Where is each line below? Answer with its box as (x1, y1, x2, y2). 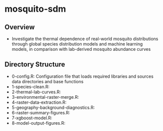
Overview (4, 23, 35, 31)
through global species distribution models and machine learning (11, 41, 143, 47)
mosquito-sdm (4, 3, 67, 15)
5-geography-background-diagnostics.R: (11, 104, 95, 110)
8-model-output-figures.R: (11, 120, 66, 126)
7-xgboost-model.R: (11, 115, 52, 121)
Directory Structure (4, 60, 66, 69)
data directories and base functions (11, 78, 84, 84)
